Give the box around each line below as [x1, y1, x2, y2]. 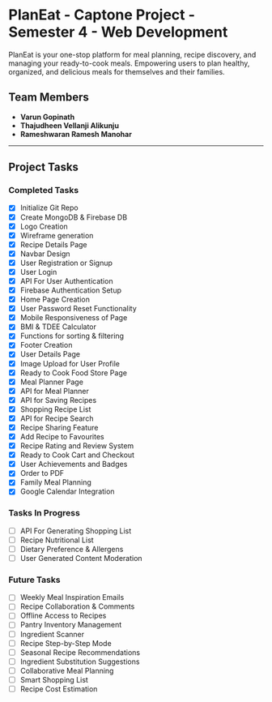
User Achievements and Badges [19, 460, 128, 469]
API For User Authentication [19, 276, 113, 285]
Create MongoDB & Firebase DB [19, 212, 128, 222]
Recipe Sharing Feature [19, 422, 99, 432]
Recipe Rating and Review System [19, 441, 134, 451]
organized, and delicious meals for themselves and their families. [8, 66, 225, 76]
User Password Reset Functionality [19, 304, 138, 314]
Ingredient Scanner [19, 629, 85, 639]
